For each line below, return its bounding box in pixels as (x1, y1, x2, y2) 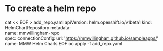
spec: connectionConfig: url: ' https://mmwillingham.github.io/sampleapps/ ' (5, 35, 159, 41)
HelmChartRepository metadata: (5, 24, 71, 30)
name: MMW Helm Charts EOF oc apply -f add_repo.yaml (5, 40, 123, 46)
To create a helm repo (5, 3, 96, 14)
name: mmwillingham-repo (5, 30, 60, 36)
